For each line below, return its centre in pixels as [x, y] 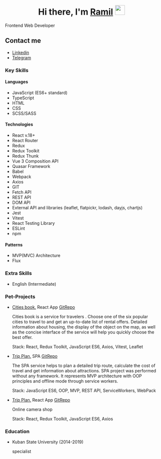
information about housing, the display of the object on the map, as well [84, 327]
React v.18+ [24, 135]
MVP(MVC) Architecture [36, 256]
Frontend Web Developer [30, 25]
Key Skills [17, 70]
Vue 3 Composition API [35, 161]
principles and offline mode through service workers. [65, 381]
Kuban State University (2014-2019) [48, 442]
